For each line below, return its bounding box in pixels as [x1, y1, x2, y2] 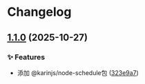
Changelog [7, 4, 72, 20]
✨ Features [7, 52, 46, 62]
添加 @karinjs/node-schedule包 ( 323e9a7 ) [17, 68, 139, 76]
